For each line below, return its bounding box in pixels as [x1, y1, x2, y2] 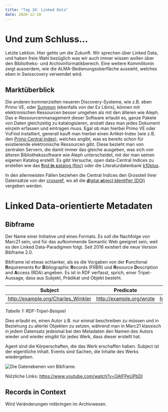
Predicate [113, 287, 137, 294]
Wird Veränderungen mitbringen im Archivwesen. [5, 401, 107, 407]
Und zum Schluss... [5, 33, 88, 45]
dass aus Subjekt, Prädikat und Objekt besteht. [25, 275, 122, 281]
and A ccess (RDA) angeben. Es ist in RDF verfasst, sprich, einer [5, 270, 136, 276]
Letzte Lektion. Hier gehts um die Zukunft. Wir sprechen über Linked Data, [5, 50, 158, 56]
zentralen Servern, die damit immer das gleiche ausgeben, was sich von [5, 147, 154, 153]
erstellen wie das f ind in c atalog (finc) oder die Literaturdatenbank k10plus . [5, 163, 160, 169]
